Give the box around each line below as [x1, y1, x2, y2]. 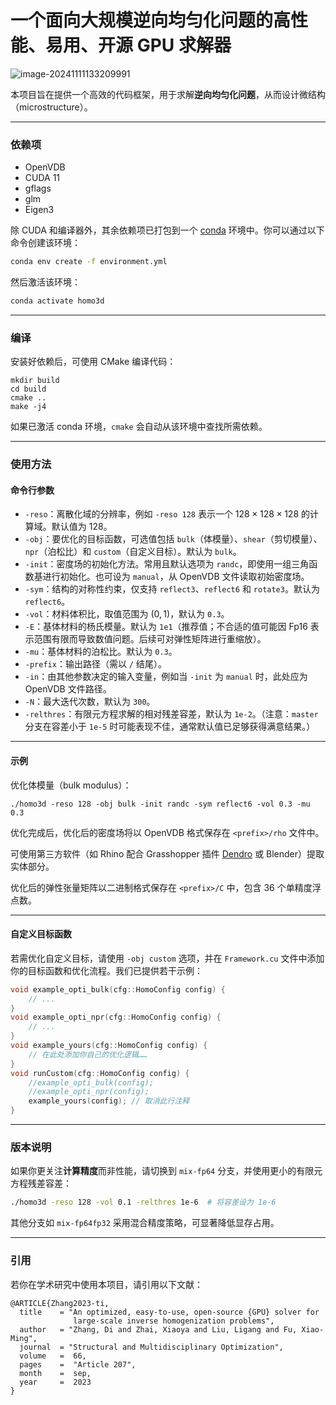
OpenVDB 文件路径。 [24, 683, 112, 695]
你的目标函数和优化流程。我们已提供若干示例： [10, 964, 203, 976]
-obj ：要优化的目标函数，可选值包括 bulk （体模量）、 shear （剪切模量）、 [24, 533, 323, 545]
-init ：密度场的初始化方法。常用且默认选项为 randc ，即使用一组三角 [24, 558, 310, 570]
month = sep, [19, 1368, 92, 1378]
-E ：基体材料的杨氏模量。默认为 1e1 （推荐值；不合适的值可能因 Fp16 [24, 621, 308, 633]
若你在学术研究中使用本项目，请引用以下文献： [10, 1278, 203, 1290]
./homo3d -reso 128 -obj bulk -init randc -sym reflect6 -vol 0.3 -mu [10, 799, 311, 809]
